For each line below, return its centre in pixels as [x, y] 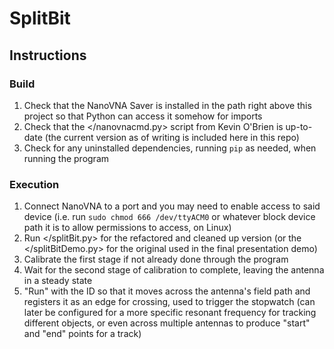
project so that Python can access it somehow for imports [143, 116]
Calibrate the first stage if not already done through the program [156, 259]
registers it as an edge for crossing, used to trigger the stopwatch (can [169, 302]
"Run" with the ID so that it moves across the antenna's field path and [167, 291]
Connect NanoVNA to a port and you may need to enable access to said [172, 206]
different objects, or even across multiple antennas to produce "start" [167, 323]
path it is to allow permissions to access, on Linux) [127, 228]
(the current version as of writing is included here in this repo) [172, 137]
